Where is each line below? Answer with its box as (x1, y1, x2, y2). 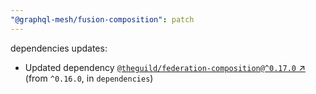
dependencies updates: (10, 42, 108, 54)
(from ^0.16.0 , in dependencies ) (24, 72, 154, 84)
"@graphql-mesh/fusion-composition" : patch (10, 14, 195, 25)
